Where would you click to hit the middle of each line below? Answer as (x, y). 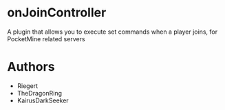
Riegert (28, 86)
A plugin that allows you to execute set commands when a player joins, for (112, 32)
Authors (31, 67)
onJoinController (57, 13)
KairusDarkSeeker (43, 100)
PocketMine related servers (46, 38)
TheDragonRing (40, 93)
